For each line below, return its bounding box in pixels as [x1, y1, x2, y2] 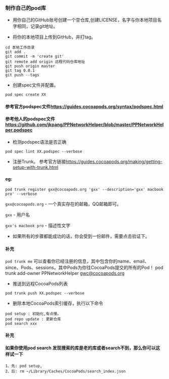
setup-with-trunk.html [12, 164, 59, 171]
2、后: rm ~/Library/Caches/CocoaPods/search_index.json [5, 369, 126, 374]
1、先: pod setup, [5, 363, 42, 369]
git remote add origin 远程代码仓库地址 [5, 59, 85, 64]
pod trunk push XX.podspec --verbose [5, 290, 85, 296]
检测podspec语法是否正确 [12, 139, 67, 145]
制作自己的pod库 [5, 4, 46, 11]
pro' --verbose [5, 191, 37, 197]
